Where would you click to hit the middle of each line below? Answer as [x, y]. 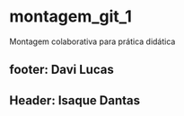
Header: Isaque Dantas [75, 100]
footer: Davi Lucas [61, 70]
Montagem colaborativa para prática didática [92, 41]
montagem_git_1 [70, 17]
